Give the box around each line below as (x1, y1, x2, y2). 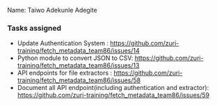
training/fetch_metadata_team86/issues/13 (17, 61, 140, 70)
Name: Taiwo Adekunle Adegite (7, 6, 97, 14)
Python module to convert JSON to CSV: (17, 54, 134, 62)
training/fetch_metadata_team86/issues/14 (17, 47, 140, 55)
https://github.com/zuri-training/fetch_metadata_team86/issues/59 (17, 91, 210, 100)
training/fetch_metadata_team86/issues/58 (17, 76, 141, 84)
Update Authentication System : (17, 39, 109, 47)
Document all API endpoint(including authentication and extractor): (17, 84, 209, 92)
